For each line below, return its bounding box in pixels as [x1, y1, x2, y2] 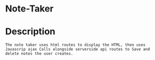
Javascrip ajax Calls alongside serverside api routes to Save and [5, 47, 150, 52]
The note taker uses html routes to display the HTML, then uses [5, 42, 145, 47]
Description [5, 26, 56, 37]
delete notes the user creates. [5, 51, 73, 56]
